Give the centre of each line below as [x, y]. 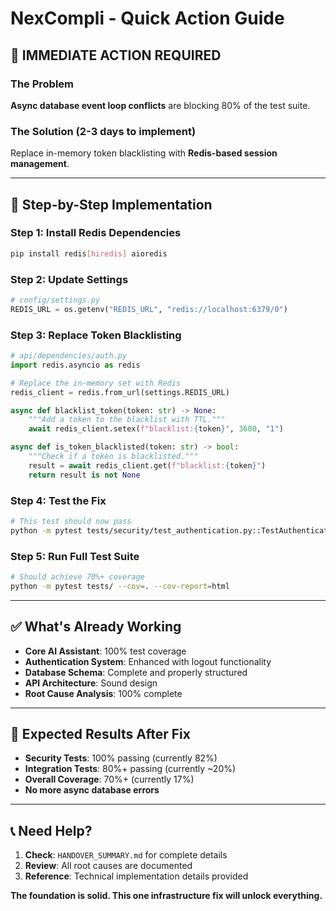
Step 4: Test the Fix [58, 500]
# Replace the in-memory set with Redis [96, 383]
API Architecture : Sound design [91, 683]
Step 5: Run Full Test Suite [75, 556]
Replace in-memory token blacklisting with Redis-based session [144, 153]
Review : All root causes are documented [108, 866]
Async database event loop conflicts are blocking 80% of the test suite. [160, 105]
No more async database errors [92, 790]
